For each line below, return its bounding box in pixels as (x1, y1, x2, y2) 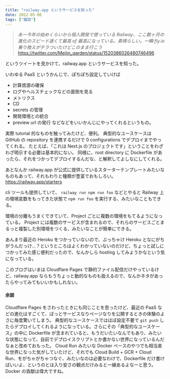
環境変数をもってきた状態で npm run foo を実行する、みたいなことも (9, 196, 152, 202)
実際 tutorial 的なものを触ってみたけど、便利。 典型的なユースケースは (5, 131, 152, 137)
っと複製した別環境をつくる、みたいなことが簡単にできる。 (9, 225, 134, 232)
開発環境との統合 (12, 113, 49, 119)
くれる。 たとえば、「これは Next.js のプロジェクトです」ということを (9, 143, 155, 149)
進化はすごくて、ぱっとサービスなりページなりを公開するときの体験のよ (14, 311, 165, 317)
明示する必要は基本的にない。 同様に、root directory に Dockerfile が (14, 149, 158, 156)
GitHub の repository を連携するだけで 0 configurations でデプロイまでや (5, 137, 157, 143)
